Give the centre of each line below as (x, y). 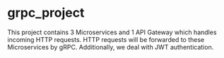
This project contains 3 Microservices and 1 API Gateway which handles (112, 32)
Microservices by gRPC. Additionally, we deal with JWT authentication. (111, 47)
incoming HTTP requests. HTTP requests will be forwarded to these (106, 39)
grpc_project (46, 13)
